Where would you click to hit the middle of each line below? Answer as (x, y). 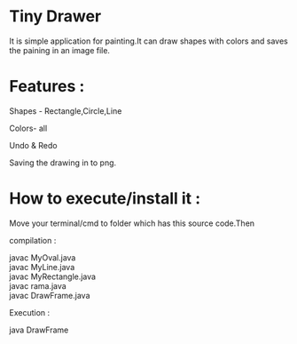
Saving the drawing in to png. (63, 163)
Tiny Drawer (55, 16)
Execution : (30, 312)
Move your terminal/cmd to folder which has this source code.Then (132, 223)
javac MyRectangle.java (52, 276)
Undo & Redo (33, 145)
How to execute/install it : (105, 199)
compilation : (33, 240)
